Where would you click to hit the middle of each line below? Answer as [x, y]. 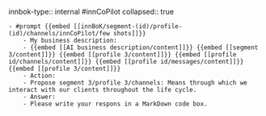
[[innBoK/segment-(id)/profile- [128, 27]
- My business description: [70, 40]
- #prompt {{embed [39, 27]
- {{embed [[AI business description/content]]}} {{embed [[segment [141, 48]
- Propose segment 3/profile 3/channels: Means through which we [135, 83]
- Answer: [40, 97]
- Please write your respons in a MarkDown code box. [115, 104]
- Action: [40, 76]
